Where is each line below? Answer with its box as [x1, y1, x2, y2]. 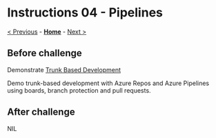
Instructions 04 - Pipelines [7, 5, 164, 21]
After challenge [7, 106, 75, 118]
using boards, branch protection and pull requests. [7, 86, 151, 94]
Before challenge [7, 47, 83, 59]
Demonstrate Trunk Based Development [7, 65, 121, 73]
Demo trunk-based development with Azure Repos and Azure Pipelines [7, 79, 210, 87]
